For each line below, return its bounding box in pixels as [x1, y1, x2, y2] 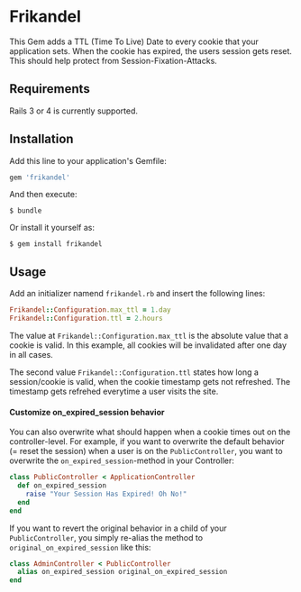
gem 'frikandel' [9, 173, 70, 182]
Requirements [9, 81, 90, 96]
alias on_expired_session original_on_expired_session [17, 568, 228, 577]
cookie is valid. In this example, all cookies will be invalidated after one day [9, 340, 287, 351]
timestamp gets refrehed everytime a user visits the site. [9, 386, 219, 396]
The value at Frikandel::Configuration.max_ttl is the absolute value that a [9, 331, 288, 341]
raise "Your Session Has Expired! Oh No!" [25, 489, 187, 498]
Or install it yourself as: [9, 223, 95, 233]
